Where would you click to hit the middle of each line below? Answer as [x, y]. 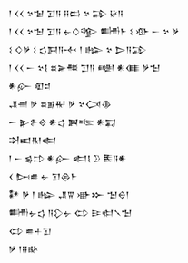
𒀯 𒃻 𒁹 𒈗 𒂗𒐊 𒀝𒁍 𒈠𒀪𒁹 [69, 195]
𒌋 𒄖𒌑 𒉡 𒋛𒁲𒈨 [43, 176]
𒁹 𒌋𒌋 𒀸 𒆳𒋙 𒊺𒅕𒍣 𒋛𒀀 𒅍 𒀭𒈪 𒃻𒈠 [84, 68]
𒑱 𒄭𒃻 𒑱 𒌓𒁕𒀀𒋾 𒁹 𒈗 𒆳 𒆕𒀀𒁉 [78, 49]
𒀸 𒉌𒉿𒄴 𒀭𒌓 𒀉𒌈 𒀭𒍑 [63, 122]
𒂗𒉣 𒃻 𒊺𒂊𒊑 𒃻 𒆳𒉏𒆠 [60, 104]
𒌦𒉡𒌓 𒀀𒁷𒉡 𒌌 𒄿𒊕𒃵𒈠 [70, 213]
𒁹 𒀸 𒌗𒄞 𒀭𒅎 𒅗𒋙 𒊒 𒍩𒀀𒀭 [68, 158]
